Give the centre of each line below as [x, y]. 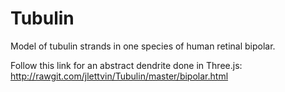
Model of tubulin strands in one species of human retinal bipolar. [143, 46]
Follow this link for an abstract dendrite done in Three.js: [126, 65]
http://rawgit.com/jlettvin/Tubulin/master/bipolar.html [119, 76]
